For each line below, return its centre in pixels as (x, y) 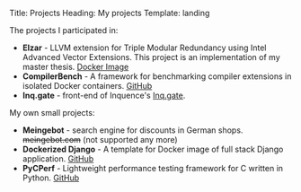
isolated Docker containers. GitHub (87, 86)
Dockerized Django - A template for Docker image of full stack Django (153, 149)
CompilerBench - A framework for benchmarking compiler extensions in (157, 76)
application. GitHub (58, 159)
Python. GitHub (50, 178)
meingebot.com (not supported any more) (100, 140)
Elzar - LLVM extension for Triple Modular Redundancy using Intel (144, 48)
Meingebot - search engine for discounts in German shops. (133, 130)
